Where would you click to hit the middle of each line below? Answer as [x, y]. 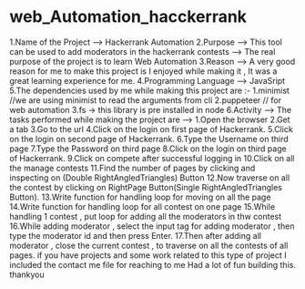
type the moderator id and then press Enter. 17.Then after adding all [136, 235]
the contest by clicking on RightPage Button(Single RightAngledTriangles [146, 187]
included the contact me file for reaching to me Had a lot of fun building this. [152, 264]
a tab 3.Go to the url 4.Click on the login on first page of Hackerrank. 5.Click [151, 129]
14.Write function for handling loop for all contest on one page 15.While [142, 206]
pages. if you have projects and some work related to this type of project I [148, 255]
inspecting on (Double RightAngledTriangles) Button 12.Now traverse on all [150, 177]
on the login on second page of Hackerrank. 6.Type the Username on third [149, 139]
